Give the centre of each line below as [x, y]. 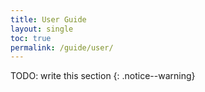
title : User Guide [48, 19]
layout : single [42, 29]
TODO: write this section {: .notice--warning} [103, 76]
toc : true [31, 38]
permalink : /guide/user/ [62, 47]
